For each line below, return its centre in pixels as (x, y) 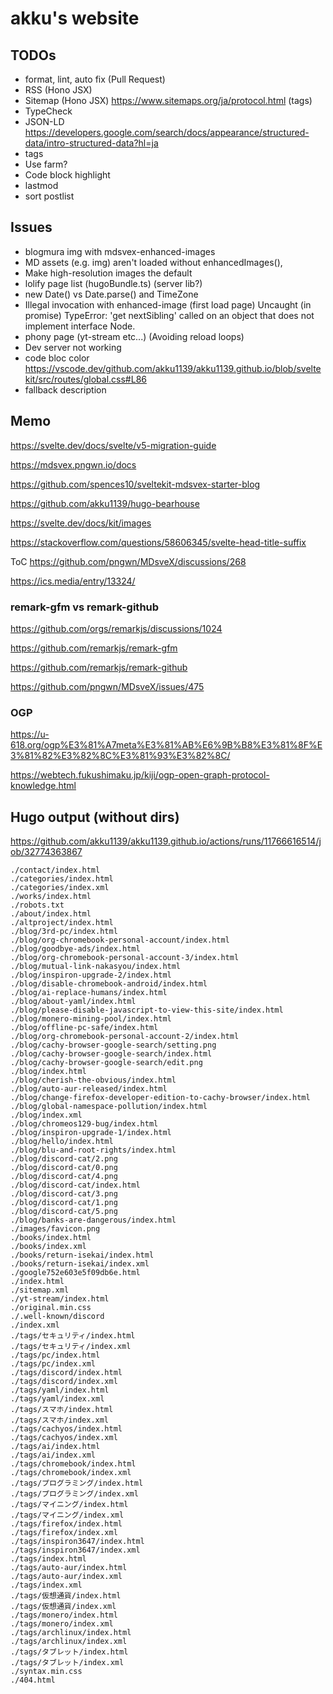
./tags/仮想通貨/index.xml (63, 1607)
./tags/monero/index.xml (62, 1624)
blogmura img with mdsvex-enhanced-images (120, 251)
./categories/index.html (62, 879)
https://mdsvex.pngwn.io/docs (73, 464)
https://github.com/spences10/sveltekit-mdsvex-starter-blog (135, 484)
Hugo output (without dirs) (95, 817)
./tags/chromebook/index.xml (71, 1473)
